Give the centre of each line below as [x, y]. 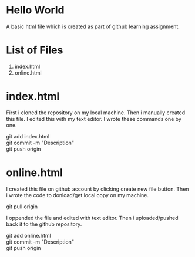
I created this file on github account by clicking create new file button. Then [97, 189]
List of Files [35, 50]
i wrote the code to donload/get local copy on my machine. [77, 195]
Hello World [35, 10]
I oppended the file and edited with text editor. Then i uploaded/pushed [92, 218]
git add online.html [28, 235]
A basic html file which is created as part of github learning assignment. [93, 26]
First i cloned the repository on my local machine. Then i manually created [96, 113]
